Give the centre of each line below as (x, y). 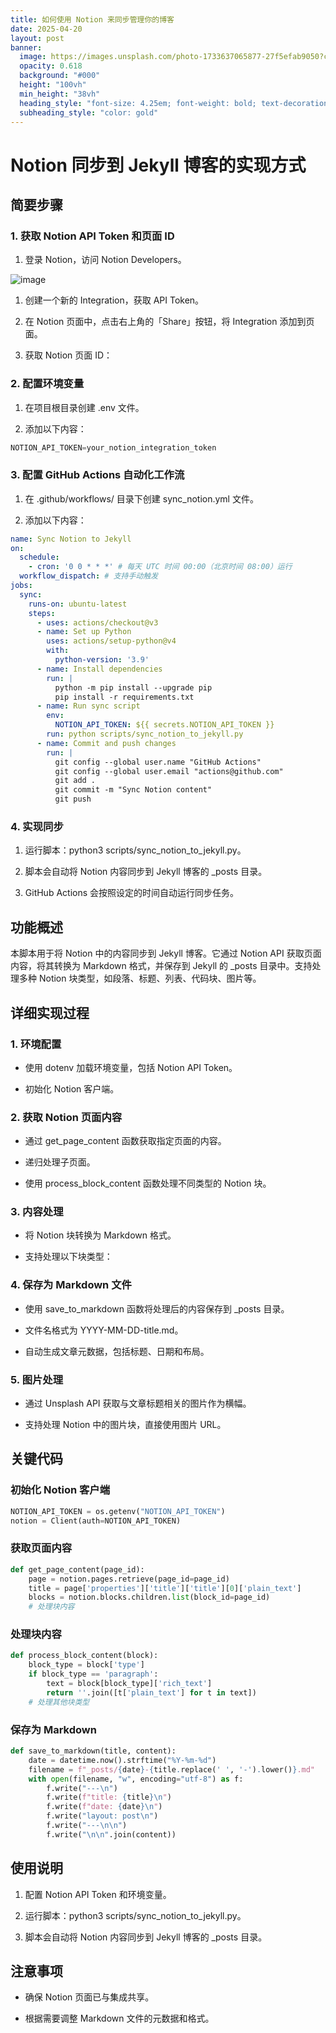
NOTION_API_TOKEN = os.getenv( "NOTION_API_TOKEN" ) (118, 1511)
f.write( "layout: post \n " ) (102, 1816)
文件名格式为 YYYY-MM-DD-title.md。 (104, 1330)
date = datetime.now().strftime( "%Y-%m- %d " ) (122, 1760)
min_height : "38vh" (60, 94)
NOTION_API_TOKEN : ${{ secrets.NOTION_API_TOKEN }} (164, 725)
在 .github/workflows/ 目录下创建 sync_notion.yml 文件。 (141, 498)
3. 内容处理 (37, 1212)
